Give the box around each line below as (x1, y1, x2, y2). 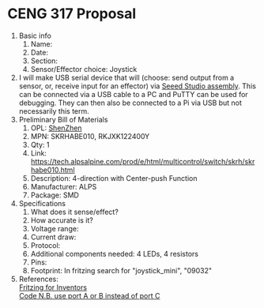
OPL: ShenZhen (30, 123, 82, 133)
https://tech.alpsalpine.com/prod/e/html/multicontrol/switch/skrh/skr (30, 156, 255, 166)
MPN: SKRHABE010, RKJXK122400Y (30, 131, 150, 141)
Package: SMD (30, 190, 80, 200)
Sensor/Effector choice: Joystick (30, 64, 138, 73)
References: (18, 274, 58, 284)
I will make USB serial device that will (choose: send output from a (18, 73, 235, 82)
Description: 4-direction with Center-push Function (30, 173, 198, 182)
